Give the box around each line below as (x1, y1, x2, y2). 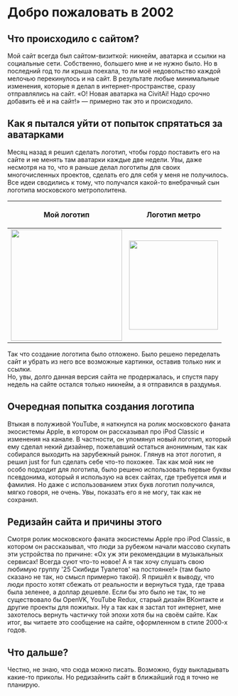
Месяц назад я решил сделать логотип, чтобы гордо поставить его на (7, 148, 220, 156)
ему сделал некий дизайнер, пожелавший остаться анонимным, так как (7, 442, 227, 451)
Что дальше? (7, 646, 69, 658)
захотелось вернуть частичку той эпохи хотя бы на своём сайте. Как (7, 610, 218, 619)
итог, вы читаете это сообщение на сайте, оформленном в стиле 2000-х (7, 618, 228, 627)
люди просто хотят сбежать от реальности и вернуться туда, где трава (7, 580, 225, 589)
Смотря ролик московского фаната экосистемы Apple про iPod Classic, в (7, 535, 231, 543)
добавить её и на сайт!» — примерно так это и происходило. (7, 97, 193, 106)
